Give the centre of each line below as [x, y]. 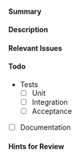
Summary [25, 11]
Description [28, 30]
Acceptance [52, 111]
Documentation [45, 127]
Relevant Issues [35, 48]
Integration [50, 102]
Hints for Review [36, 146]
